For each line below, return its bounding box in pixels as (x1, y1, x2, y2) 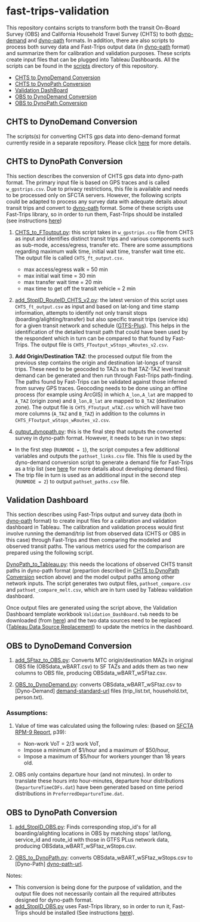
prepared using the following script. (6, 549, 94, 556)
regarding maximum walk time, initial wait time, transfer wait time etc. (14, 248, 186, 255)
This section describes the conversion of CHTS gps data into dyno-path (6, 172, 183, 179)
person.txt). (14, 694, 44, 701)
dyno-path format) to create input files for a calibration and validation (6, 517, 177, 525)
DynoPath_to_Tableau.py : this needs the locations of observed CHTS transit (6, 561, 193, 568)
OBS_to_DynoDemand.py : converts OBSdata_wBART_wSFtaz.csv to (14, 681, 182, 688)
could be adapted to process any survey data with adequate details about (6, 198, 187, 205)
